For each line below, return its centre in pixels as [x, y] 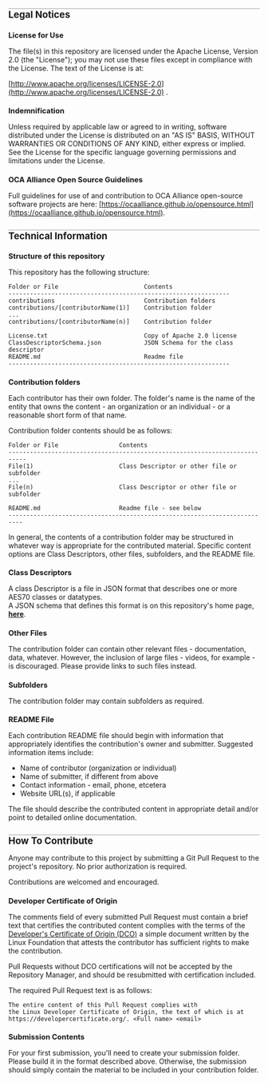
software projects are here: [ [55, 204]
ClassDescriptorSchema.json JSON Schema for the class [121, 343]
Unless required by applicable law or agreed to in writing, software [118, 127]
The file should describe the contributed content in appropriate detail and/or [134, 809]
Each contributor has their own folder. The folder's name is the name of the [132, 397]
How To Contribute [51, 841]
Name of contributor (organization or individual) [98, 768]
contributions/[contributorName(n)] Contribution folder [110, 322]
